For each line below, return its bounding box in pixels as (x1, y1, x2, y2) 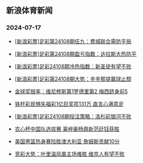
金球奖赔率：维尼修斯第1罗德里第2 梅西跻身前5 (14, 88, 128, 95)
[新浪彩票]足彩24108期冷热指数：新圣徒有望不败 (14, 62, 132, 69)
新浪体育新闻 (6, 5, 53, 16)
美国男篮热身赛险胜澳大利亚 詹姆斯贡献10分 (14, 138, 120, 145)
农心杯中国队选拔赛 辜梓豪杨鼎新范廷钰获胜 (14, 125, 119, 132)
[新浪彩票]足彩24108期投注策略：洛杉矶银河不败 (14, 112, 132, 119)
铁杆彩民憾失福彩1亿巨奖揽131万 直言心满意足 (14, 100, 124, 107)
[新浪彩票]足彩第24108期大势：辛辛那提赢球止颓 (14, 75, 132, 82)
